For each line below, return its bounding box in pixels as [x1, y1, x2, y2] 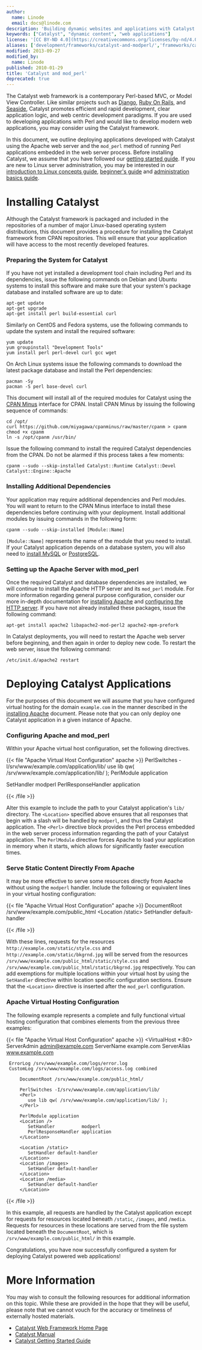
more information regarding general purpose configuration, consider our [6, 591, 185, 598]
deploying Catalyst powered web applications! [6, 1252, 121, 1260]
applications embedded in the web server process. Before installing [6, 149, 174, 156]
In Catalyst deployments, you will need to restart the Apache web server [6, 633, 185, 640]
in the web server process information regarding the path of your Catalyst [6, 830, 189, 837]
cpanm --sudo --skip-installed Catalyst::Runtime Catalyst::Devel [6, 463, 176, 469]
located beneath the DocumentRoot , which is [6, 1228, 113, 1235]
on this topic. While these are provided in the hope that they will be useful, [6, 1299, 191, 1307]
